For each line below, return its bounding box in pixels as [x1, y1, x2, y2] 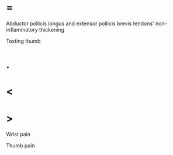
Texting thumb [6, 37, 41, 44]
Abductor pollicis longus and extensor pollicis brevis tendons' [6, 20, 155, 27]
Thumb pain [6, 142, 35, 149]
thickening [39, 26, 64, 33]
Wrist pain [6, 131, 31, 138]
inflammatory [6, 26, 38, 33]
